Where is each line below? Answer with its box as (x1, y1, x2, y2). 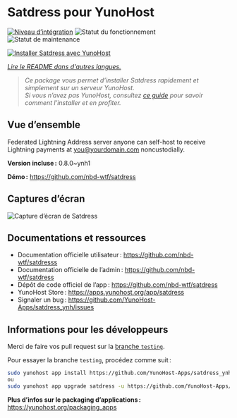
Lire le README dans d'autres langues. (7, 62, 121, 70)
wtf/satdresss (17, 258, 58, 266)
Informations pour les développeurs (7, 324, 169, 336)
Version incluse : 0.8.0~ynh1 (7, 159, 91, 167)
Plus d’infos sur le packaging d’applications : (7, 395, 141, 404)
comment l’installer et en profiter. (24, 98, 121, 106)
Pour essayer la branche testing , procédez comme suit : (7, 356, 171, 364)
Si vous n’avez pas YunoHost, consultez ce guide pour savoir (24, 91, 203, 99)
